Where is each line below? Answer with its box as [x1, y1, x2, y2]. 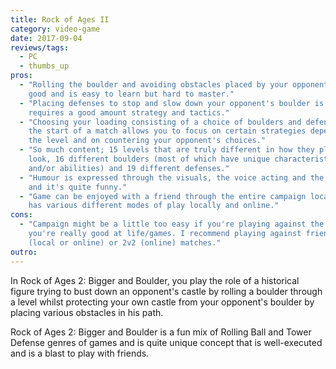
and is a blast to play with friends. [10, 347, 150, 359]
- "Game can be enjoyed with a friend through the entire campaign [19, 191, 307, 201]
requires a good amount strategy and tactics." [28, 107, 230, 118]
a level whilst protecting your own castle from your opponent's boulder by [10, 296, 315, 308]
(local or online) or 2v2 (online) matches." [28, 237, 222, 248]
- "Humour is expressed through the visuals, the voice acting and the [19, 172, 325, 183]
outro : [10, 247, 38, 257]
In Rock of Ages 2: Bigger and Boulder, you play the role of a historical [10, 274, 300, 286]
